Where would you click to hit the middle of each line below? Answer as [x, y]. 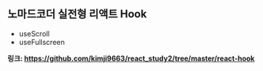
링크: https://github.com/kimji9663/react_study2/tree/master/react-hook [131, 58]
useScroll [34, 33]
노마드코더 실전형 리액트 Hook [77, 14]
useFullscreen [42, 42]
